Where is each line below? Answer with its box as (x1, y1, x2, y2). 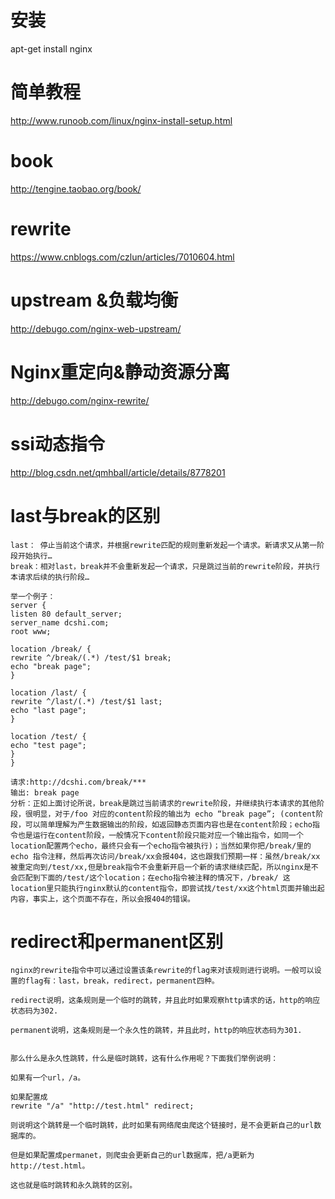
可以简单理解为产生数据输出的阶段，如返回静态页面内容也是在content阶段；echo (24, 819, 313, 830)
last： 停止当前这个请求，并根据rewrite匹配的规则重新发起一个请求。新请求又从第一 (10, 540, 318, 550)
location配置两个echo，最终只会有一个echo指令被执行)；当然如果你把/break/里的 (10, 841, 312, 851)
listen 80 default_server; (10, 609, 123, 619)
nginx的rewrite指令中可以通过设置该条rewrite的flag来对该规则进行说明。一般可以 (10, 966, 315, 976)
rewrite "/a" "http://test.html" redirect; (10, 1101, 195, 1111)
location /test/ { (10, 731, 87, 741)
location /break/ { (10, 644, 92, 654)
